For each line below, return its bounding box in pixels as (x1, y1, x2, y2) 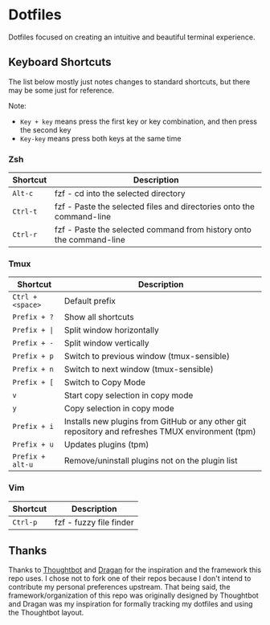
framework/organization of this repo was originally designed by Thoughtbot (8, 590, 259, 600)
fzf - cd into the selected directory (55, 188, 186, 199)
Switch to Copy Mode (63, 377, 146, 388)
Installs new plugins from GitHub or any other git (63, 416, 247, 427)
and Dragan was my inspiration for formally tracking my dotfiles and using (8, 599, 253, 609)
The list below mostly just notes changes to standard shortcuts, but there (8, 76, 251, 86)
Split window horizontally (63, 325, 159, 336)
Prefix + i (12, 422, 54, 431)
